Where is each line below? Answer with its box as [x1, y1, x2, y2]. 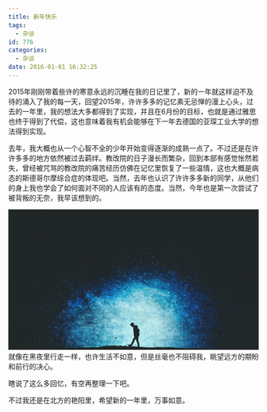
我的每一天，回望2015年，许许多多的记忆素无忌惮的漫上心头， [42, 96, 247, 106]
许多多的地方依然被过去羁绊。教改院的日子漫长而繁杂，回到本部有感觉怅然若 [8, 153, 259, 163]
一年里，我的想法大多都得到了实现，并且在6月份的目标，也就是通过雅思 [21, 106, 257, 116]
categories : [8, 46, 48, 55]
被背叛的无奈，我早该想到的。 [8, 193, 106, 202]
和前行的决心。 [8, 361, 57, 371]
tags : [8, 21, 26, 29]
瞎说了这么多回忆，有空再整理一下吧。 [8, 378, 133, 388]
